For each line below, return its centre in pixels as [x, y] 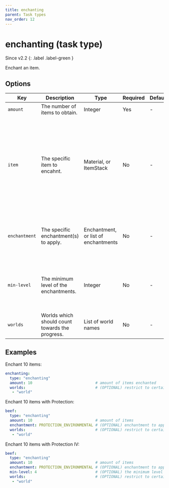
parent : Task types [26, 15]
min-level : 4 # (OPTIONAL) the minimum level [87, 472]
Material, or [97, 162]
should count [56, 322]
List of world [99, 322]
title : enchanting [24, 10]
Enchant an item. [23, 68]
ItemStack [96, 168]
